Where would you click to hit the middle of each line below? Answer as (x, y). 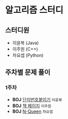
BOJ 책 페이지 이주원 (32, 106)
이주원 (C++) (25, 49)
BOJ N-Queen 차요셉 (33, 111)
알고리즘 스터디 (34, 10)
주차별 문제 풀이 (28, 72)
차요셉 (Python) (28, 55)
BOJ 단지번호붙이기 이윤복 (37, 99)
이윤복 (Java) (25, 43)
